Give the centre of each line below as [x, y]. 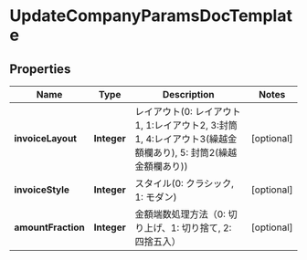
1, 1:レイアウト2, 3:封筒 [186, 125]
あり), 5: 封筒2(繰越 [195, 153]
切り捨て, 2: [206, 228]
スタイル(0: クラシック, [185, 183]
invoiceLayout [46, 138]
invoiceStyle [42, 190]
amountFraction [49, 227]
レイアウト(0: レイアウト [188, 112]
